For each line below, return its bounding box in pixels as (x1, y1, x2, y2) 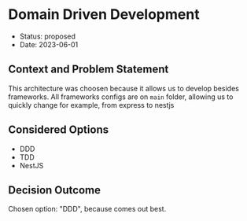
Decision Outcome (8, 183, 101, 197)
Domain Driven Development (8, 6, 200, 24)
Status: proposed (19, 31, 76, 41)
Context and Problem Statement (8, 63, 169, 76)
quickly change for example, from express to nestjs (8, 100, 175, 109)
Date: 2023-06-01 (19, 39, 79, 49)
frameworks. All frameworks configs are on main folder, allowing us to (8, 92, 234, 101)
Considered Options (8, 123, 109, 137)
